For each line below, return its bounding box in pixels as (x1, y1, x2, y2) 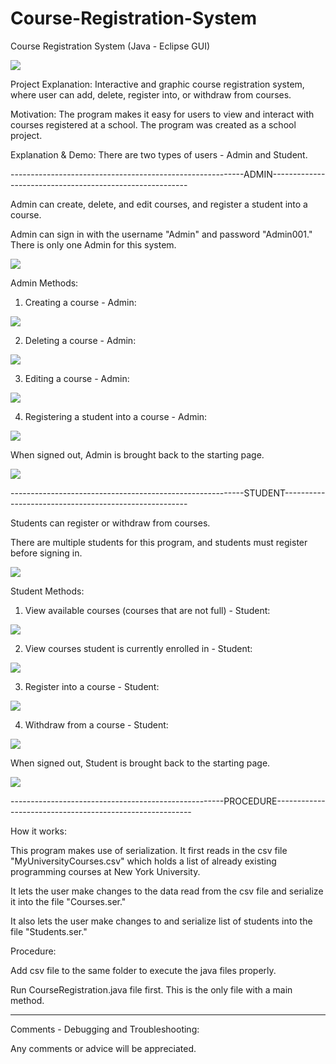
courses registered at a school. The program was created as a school (10, 118, 297, 131)
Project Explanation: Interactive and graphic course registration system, (10, 78, 305, 90)
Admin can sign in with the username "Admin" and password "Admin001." (10, 228, 313, 240)
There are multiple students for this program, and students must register (10, 536, 308, 548)
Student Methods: (10, 585, 85, 597)
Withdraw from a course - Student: (24, 718, 169, 731)
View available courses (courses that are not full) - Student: (24, 604, 271, 616)
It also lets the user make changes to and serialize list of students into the (10, 915, 313, 927)
